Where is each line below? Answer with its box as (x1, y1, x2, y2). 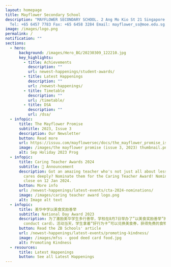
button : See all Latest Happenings (18, 254, 95, 259)
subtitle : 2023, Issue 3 (18, 126, 72, 131)
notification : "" (5, 36, 42, 41)
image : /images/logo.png (5, 27, 58, 32)
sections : (5, 41, 26, 46)
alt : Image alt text (18, 197, 63, 202)
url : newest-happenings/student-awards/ (27, 69, 115, 75)
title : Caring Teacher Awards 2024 (18, 159, 95, 164)
